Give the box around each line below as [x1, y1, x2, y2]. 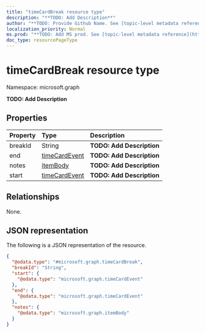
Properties [6, 113, 48, 124]
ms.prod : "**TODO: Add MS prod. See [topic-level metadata [6, 32, 160, 38]
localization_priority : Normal [6, 26, 86, 32]
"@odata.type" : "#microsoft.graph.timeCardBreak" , [12, 259, 143, 265]
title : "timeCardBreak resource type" [6, 9, 105, 15]
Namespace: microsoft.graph [6, 83, 80, 91]
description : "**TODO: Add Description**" [6, 15, 116, 21]
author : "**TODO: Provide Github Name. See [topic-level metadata [6, 20, 179, 26]
